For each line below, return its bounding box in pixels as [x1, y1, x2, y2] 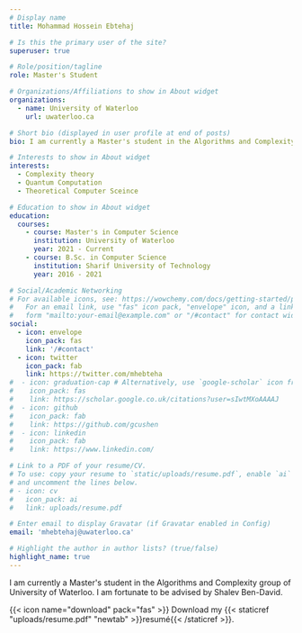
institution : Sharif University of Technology [32, 261, 211, 270]
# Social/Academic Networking [9, 285, 123, 295]
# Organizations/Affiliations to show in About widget [9, 87, 219, 96]
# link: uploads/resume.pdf [9, 503, 123, 512]
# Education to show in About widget [9, 203, 151, 212]
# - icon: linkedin [9, 429, 87, 438]
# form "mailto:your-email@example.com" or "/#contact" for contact [9, 312, 280, 321]
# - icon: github [9, 402, 78, 412]
